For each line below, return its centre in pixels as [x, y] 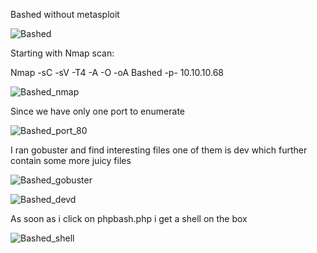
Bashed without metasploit [65, 14]
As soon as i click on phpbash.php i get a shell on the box [129, 218]
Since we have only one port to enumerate [97, 111]
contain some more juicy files [71, 160]
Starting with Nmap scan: [62, 53]
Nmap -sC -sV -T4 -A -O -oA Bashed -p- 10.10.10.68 [117, 72]
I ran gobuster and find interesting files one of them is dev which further [159, 150]
